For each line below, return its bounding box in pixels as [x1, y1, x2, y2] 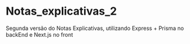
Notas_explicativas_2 [6, 4, 117, 18]
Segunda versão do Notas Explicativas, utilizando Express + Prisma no [6, 24, 184, 32]
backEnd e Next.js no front [6, 31, 74, 38]
